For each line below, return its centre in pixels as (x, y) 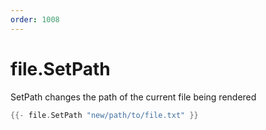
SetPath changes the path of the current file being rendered (133, 97)
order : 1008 (35, 19)
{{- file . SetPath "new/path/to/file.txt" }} (104, 115)
